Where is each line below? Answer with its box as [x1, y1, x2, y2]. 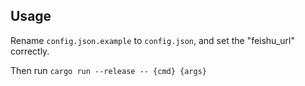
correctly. [10, 45, 50, 57]
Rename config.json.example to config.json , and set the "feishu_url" [10, 34, 295, 46]
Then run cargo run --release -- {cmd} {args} [10, 64, 208, 76]
